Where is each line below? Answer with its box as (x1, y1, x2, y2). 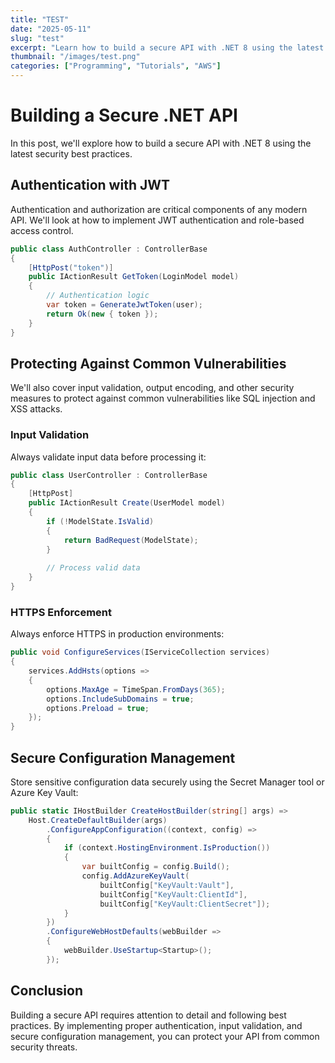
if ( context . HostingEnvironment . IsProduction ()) (63, 843, 271, 853)
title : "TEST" (10, 14, 70, 25)
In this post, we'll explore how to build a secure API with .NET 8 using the (10, 137, 312, 149)
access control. (10, 224, 74, 236)
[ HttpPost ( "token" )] (28, 262, 114, 273)
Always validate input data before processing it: (10, 451, 207, 463)
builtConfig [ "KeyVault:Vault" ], (99, 880, 235, 890)
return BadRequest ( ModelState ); (63, 535, 199, 545)
